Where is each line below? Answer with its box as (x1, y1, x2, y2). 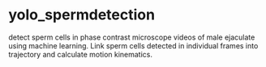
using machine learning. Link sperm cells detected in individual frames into (8, 40, 259, 50)
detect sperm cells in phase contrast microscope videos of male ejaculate (8, 32, 255, 42)
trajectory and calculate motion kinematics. (8, 49, 152, 59)
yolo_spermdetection (8, 6, 156, 24)
